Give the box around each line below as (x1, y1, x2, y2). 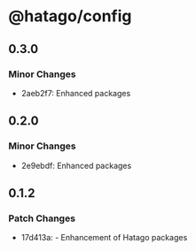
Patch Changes (8, 212, 76, 224)
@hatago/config (8, 6, 132, 27)
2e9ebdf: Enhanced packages (20, 160, 132, 171)
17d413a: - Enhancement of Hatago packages (20, 232, 188, 243)
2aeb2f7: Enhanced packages (20, 87, 131, 98)
